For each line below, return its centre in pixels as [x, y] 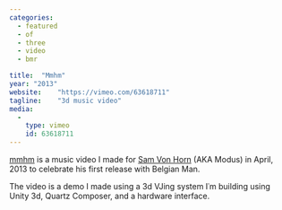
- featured [38, 26]
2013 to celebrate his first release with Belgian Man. [105, 169]
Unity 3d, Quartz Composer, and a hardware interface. [110, 196]
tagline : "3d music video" [66, 101]
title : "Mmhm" [38, 76]
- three [32, 43]
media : [21, 109]
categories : [31, 17]
